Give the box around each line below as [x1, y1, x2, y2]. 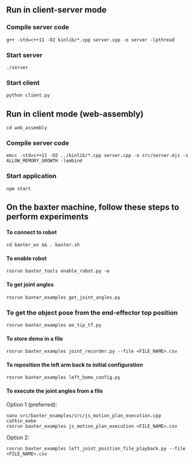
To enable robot [6, 255, 47, 262]
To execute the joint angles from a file [6, 387, 103, 395]
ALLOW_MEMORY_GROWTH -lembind [6, 158, 83, 164]
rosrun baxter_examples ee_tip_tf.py [6, 322, 102, 328]
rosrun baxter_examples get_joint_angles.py [6, 294, 121, 301]
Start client [6, 78, 40, 87]
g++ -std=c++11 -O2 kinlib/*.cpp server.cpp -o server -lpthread [6, 36, 175, 43]
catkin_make [6, 418, 36, 424]
